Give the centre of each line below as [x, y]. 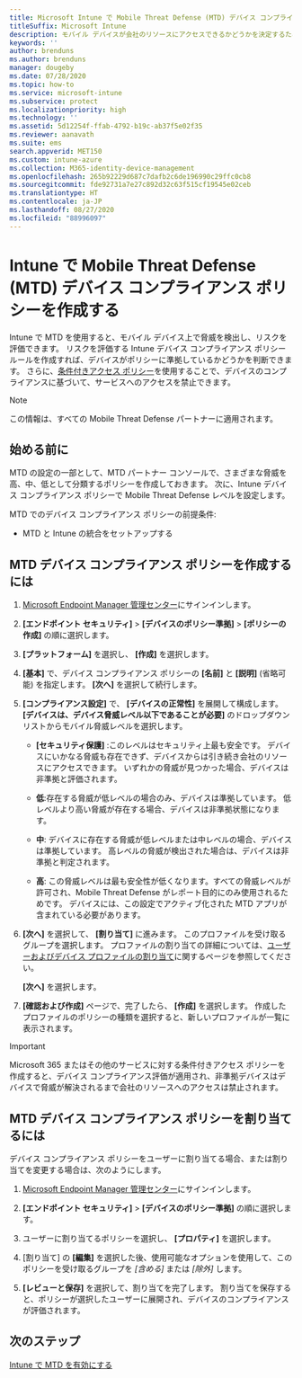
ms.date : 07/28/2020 [48, 76]
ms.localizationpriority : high [68, 110]
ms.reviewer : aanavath [52, 135]
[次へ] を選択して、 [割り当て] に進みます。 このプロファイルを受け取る [154, 934]
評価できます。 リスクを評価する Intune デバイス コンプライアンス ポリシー [147, 348]
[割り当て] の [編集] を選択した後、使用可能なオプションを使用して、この [157, 1258]
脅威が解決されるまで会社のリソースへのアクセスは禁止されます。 [161, 1088]
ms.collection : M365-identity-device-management [102, 168]
